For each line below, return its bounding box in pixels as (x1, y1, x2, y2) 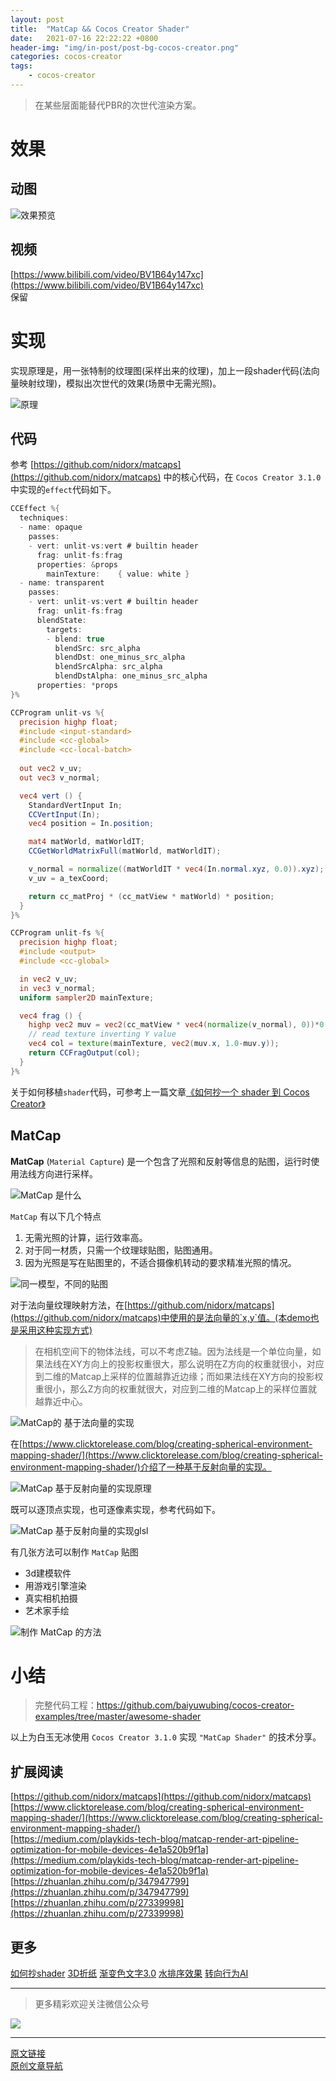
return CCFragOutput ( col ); (28, 1048, 141, 1058)
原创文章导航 (10, 2060, 63, 2072)
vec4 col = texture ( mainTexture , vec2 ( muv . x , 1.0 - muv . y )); (28, 1039, 280, 1049)
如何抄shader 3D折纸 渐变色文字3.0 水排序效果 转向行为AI (10, 1967, 249, 1980)
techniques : (19, 513, 70, 523)
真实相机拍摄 (24, 1592, 78, 1604)
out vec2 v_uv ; (19, 764, 83, 774)
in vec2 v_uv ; (19, 974, 78, 984)
